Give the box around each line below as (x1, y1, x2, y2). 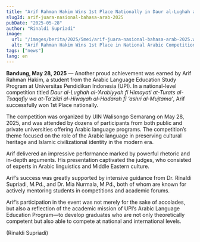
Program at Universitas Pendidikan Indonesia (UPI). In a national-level (6, 82, 177, 90)
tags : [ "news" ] (6, 48, 44, 54)
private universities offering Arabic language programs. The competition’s (6, 125, 187, 133)
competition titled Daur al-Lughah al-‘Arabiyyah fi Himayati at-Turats (6, 88, 176, 96)
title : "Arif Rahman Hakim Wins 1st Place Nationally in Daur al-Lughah (6, 8, 190, 15)
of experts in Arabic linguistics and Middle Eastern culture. (6, 163, 150, 170)
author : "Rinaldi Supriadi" (6, 25, 76, 32)
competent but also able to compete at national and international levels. (6, 218, 182, 225)
